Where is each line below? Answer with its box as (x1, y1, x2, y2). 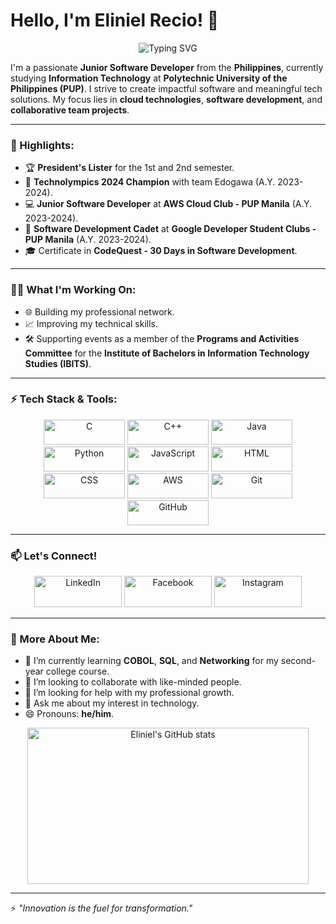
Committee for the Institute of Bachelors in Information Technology (24, 347, 310, 359)
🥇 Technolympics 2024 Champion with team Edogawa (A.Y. (24, 176, 276, 188)
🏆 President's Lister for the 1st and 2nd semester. (24, 162, 235, 174)
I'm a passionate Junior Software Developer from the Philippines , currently (10, 61, 324, 73)
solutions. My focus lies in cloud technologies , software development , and (10, 93, 323, 105)
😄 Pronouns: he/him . (24, 708, 115, 720)
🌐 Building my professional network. (24, 305, 175, 318)
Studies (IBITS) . (24, 357, 92, 369)
